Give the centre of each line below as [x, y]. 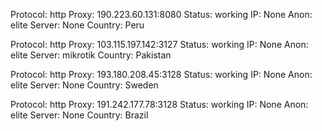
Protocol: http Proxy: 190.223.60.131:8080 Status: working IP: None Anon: [161, 14]
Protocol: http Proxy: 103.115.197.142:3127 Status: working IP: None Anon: [159, 44]
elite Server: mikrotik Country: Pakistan [91, 55]
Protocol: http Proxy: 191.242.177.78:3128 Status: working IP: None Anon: [159, 104]
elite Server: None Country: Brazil [79, 115]
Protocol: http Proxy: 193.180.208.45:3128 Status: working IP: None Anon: [161, 74]
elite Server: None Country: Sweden [84, 85]
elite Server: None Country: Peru [77, 25]
